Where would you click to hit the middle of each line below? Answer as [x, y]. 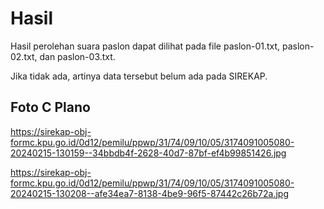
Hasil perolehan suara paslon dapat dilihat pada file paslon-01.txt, [145, 46]
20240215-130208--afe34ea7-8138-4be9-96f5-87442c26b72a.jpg [150, 193]
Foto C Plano [50, 107]
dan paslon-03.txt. [77, 56]
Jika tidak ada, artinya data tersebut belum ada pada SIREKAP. [139, 76]
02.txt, [24, 56]
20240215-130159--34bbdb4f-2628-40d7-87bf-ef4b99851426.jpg [148, 153]
